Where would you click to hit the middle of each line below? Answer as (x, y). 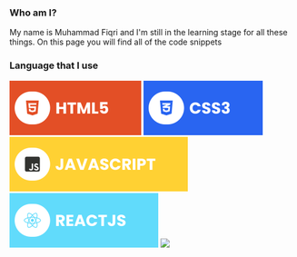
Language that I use (54, 65)
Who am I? (33, 13)
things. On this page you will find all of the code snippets (116, 42)
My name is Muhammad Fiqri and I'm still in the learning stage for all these (148, 33)
